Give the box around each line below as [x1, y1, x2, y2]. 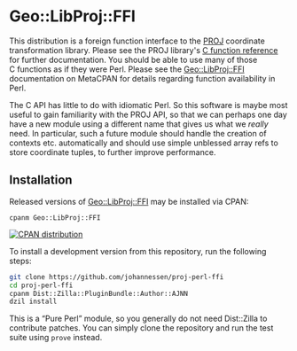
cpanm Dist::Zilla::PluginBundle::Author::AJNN [9, 289, 189, 298]
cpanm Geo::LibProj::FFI [9, 213, 101, 222]
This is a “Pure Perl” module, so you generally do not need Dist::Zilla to [9, 313, 268, 324]
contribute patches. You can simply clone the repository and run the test [9, 323, 274, 333]
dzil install [9, 297, 58, 307]
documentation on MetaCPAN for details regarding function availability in [9, 73, 276, 83]
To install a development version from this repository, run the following [9, 246, 267, 256]
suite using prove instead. [9, 332, 103, 343]
